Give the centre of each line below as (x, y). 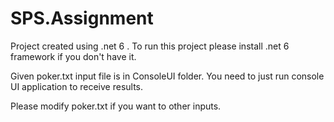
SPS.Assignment (82, 18)
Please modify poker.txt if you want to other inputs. (116, 106)
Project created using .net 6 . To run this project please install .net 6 (150, 46)
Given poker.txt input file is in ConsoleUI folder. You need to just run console (167, 76)
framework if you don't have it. (73, 56)
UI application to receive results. (77, 86)
